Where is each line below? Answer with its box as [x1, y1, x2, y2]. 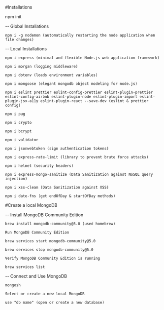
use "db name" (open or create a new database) [5, 300, 105, 305]
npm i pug [5, 112, 26, 116]
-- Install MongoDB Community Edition [5, 212, 84, 218]
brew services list [5, 265, 45, 270]
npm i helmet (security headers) [5, 163, 74, 168]
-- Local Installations [5, 46, 47, 51]
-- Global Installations [5, 23, 49, 29]
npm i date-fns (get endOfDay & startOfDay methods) [5, 194, 116, 198]
